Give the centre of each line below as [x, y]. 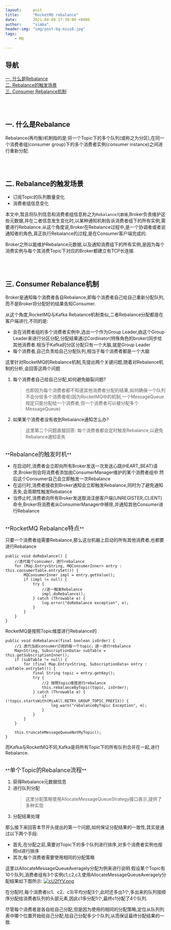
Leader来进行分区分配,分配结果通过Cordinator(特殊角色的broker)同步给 [87, 339]
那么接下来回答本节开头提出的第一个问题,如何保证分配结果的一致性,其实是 [83, 827]
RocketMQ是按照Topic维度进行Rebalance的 [51, 631]
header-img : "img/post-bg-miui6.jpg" [45, 29]
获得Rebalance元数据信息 [40, 782]
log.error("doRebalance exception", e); [85, 603]
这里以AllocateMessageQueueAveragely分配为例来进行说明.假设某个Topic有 [85, 868]
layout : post [24, 10]
